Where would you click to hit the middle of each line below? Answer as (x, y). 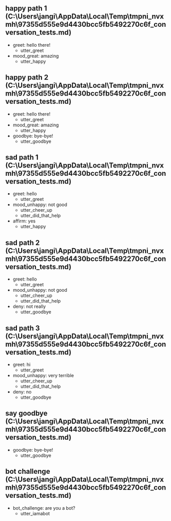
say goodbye (26, 413)
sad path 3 (23, 328)
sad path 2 (23, 243)
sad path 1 (22, 157)
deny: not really (29, 306)
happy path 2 (27, 77)
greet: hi (22, 365)
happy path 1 (26, 8)
